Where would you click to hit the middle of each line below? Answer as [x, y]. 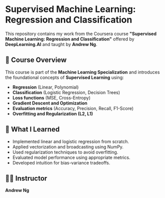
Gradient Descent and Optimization [50, 103]
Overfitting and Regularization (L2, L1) [53, 113]
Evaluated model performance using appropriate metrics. [71, 157]
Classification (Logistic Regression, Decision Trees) [66, 92]
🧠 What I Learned [32, 129]
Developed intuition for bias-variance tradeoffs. [61, 162]
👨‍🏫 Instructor [26, 178]
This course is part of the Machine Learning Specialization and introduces [82, 72]
